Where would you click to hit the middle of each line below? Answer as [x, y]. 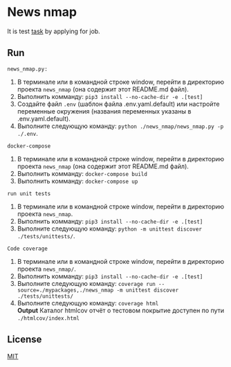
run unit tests [29, 194]
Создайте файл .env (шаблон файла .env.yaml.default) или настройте [118, 104]
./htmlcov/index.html [48, 318]
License [25, 340]
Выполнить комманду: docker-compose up [77, 181]
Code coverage [28, 249]
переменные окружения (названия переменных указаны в [104, 111]
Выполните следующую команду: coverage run [86, 283]
